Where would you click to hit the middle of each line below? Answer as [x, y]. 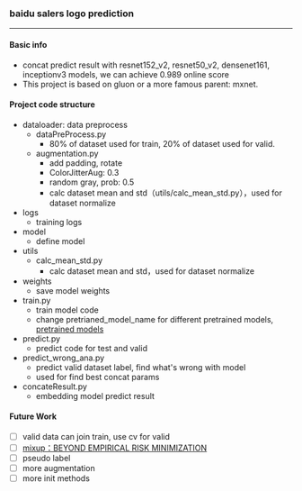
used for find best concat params [98, 377]
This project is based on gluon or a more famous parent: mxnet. [140, 84]
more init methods [56, 478]
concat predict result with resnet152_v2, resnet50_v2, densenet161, [146, 65]
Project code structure [53, 105]
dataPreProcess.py [71, 134]
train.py [36, 300]
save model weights [73, 290]
